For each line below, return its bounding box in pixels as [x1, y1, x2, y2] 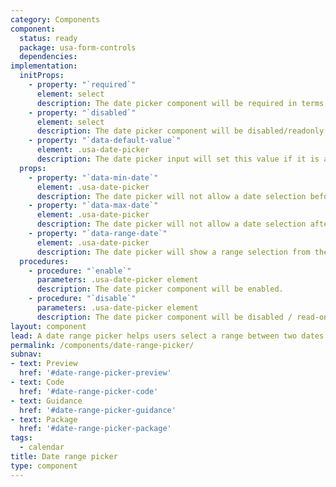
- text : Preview [10, 359, 78, 369]
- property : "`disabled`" [28, 107, 137, 118]
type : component [10, 461, 78, 471]
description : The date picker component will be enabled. [36, 284, 284, 295]
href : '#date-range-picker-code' [19, 386, 159, 396]
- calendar [19, 442, 65, 453]
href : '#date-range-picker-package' [19, 424, 172, 434]
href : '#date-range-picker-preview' [19, 368, 172, 378]
